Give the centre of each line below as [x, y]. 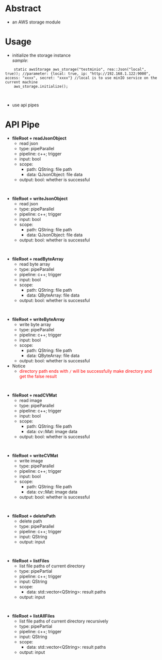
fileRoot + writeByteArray [38, 319]
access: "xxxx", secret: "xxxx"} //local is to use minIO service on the [81, 78]
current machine [21, 82]
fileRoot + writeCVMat [35, 455]
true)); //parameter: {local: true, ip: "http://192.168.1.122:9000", [78, 74]
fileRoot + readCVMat [34, 395]
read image [31, 400]
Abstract [23, 9]
